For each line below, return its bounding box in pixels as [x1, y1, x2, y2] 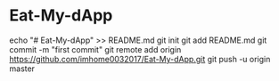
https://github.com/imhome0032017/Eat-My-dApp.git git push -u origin [9, 53, 271, 64]
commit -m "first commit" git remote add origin [9, 44, 182, 54]
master [9, 63, 36, 74]
